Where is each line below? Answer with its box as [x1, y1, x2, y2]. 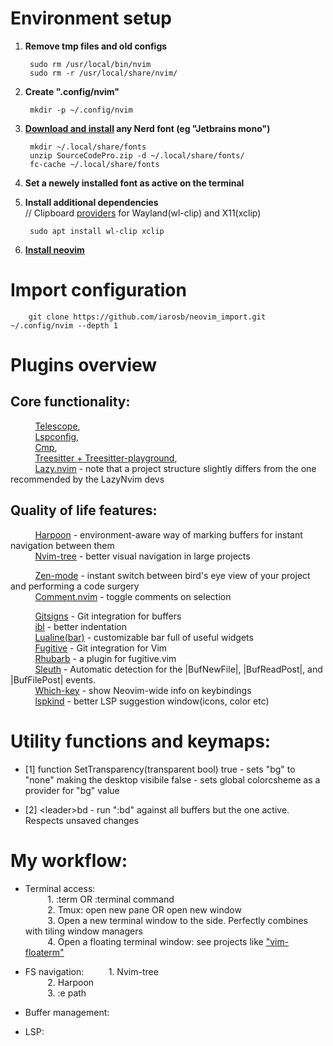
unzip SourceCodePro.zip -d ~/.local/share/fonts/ [29, 150, 245, 161]
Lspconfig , [34, 430, 80, 442]
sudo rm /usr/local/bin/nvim [29, 59, 152, 69]
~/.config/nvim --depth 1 [10, 320, 118, 331]
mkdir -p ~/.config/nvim [29, 105, 133, 115]
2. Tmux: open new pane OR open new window [47, 903, 242, 916]
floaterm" [24, 946, 65, 958]
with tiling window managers [24, 925, 143, 937]
